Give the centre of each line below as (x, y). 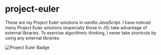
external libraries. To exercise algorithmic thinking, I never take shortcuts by (81, 33)
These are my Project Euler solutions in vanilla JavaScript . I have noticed (78, 22)
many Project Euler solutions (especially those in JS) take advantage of (76, 27)
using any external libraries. (33, 38)
